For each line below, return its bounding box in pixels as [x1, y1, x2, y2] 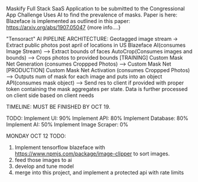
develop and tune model [14, 162, 74, 170]
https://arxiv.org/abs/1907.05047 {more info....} [6, 24, 121, 31]
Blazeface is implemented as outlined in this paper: [6, 18, 131, 24]
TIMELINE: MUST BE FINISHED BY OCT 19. [6, 103, 111, 110]
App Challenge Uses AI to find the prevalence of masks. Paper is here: [6, 11, 178, 18]
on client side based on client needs [6, 92, 95, 99]
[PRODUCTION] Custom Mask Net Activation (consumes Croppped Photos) [6, 67, 190, 73]
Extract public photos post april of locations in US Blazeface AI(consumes [6, 41, 186, 48]
